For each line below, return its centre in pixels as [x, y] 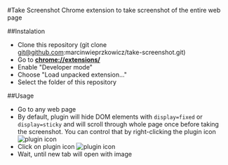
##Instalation [26, 31]
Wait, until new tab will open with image [74, 154]
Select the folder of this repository [67, 82]
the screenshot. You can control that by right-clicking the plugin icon [116, 132]
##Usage [21, 95]
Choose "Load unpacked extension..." [72, 74]
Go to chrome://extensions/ [59, 60]
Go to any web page [47, 109]
